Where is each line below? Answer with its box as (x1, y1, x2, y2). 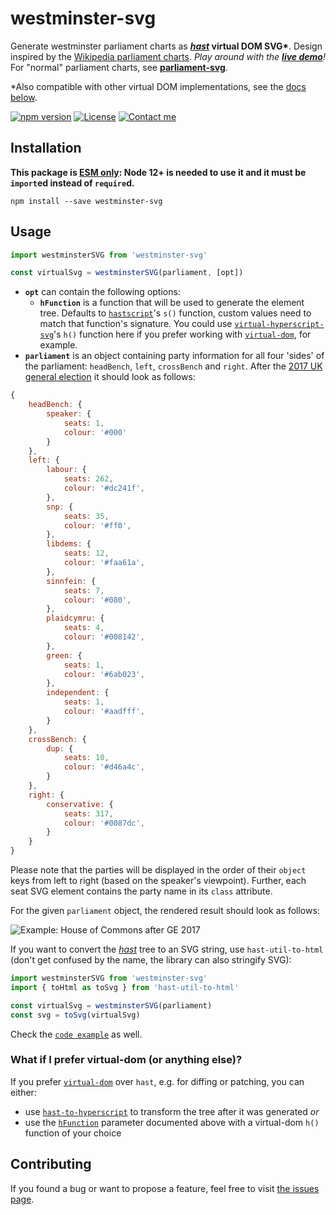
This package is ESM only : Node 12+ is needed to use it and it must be (10, 166, 307, 178)
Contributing (10, 1156, 92, 1173)
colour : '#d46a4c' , (63, 762, 145, 772)
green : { (46, 650, 83, 661)
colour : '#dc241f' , (63, 483, 145, 494)
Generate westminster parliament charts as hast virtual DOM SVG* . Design (10, 40, 323, 52)
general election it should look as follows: (24, 371, 196, 383)
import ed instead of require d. (10, 177, 135, 189)
